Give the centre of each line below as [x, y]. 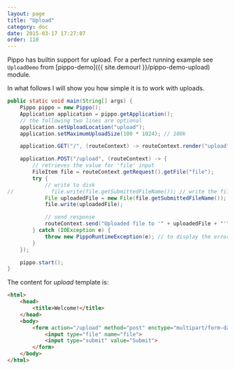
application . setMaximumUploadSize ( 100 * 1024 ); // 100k [103, 134]
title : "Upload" [31, 20]
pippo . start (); [42, 262]
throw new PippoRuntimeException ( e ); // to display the [128, 237]
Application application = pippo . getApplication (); [97, 114]
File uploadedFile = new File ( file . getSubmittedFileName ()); [136, 198]
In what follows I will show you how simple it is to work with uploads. [106, 88]
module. [19, 75]
